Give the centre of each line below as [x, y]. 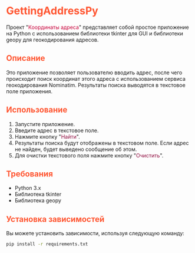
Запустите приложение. [45, 124]
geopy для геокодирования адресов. [52, 40]
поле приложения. [29, 91]
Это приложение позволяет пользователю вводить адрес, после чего [94, 73]
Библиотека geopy [38, 201]
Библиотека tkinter [38, 194]
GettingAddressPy [52, 11]
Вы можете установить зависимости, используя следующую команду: [95, 234]
